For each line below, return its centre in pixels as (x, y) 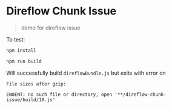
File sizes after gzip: (36, 84)
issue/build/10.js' (31, 100)
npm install (21, 50)
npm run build (24, 61)
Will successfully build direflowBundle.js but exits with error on (86, 73)
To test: (16, 39)
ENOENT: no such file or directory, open (59, 95)
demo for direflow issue (51, 28)
